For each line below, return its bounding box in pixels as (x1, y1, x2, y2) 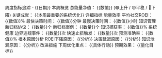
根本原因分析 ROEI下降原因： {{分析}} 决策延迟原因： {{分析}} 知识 (18, 36, 150, 42)
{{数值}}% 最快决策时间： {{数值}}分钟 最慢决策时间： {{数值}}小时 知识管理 (5, 18, 156, 23)
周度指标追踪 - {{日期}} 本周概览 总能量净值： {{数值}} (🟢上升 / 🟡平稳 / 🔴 (5, 5, 151, 10)
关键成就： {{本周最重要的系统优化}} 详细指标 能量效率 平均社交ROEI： (12, 12, 153, 18)
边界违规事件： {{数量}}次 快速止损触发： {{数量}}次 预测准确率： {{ (14, 30, 149, 35)
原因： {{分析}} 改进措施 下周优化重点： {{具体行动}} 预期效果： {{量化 (9, 42, 149, 47)
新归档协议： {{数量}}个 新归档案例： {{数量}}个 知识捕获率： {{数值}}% (5, 24, 148, 30)
